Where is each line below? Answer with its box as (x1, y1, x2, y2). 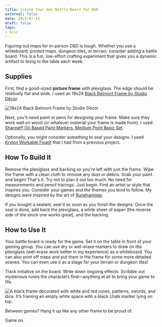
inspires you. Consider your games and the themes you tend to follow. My (5, 187, 152, 193)
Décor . (5, 96, 18, 101)
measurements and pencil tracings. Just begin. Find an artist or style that (5, 181, 151, 187)
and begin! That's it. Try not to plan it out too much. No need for (5, 177, 132, 182)
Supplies (5, 72, 32, 81)
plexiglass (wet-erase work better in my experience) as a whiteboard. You (5, 249, 152, 255)
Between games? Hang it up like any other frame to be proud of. (5, 308, 133, 314)
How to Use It (5, 226, 46, 234)
